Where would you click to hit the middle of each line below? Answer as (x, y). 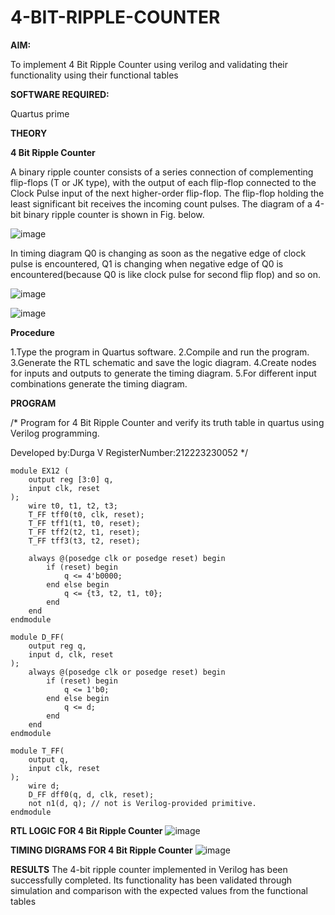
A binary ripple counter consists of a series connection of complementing (162, 172)
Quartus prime (40, 113)
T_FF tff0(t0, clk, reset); (86, 514)
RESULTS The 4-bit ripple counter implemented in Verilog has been (149, 869)
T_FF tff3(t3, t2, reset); (84, 541)
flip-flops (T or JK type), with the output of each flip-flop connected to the (163, 182)
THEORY (29, 133)
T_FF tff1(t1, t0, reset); (84, 523)
